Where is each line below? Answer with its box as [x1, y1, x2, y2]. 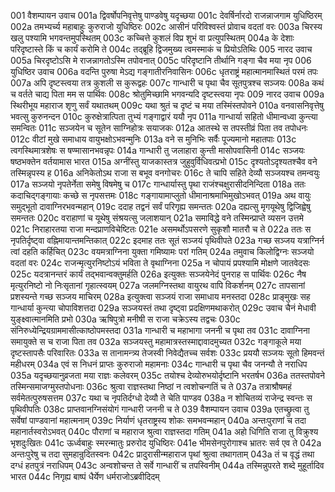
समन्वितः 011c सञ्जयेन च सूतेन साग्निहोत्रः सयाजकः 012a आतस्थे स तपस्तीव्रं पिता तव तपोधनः [10, 122, 308, 134]
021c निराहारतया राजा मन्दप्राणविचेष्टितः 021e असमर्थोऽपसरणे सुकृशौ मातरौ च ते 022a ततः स [10, 223, 312, 235]
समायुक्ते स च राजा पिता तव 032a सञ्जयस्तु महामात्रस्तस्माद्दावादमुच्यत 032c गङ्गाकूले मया [10, 336, 302, 347]
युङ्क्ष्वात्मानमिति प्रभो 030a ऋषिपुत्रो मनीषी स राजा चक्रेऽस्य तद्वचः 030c [10, 313, 241, 325]
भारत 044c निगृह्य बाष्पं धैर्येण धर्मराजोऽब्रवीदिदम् [10, 471, 160, 482]
